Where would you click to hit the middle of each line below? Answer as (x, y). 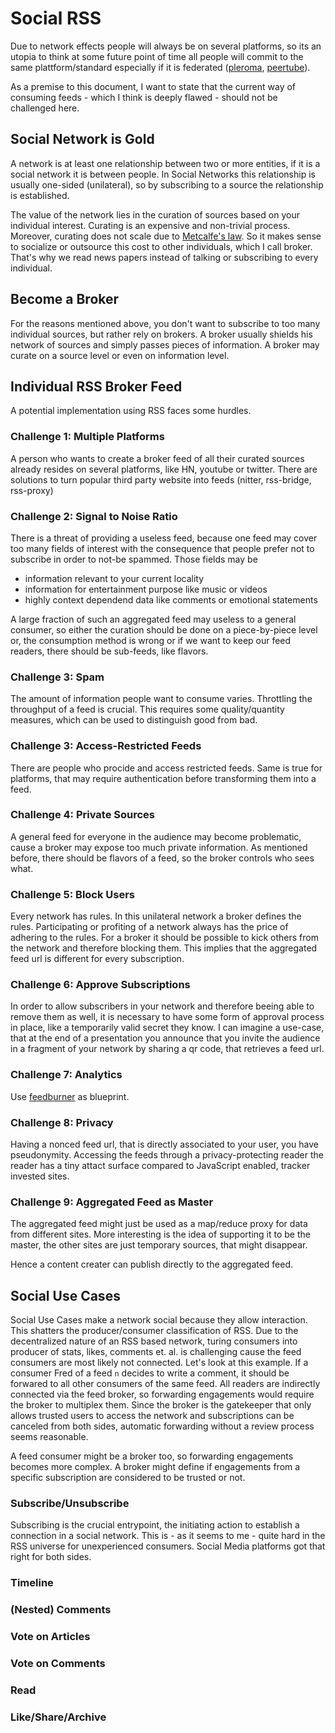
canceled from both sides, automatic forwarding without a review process (162, 1426)
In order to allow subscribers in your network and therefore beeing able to (162, 1006)
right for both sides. (51, 1557)
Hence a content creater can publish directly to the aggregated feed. (152, 1264)
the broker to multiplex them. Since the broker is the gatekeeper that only (161, 1405)
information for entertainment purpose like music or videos (146, 589)
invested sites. (40, 1176)
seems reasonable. (49, 1437)
